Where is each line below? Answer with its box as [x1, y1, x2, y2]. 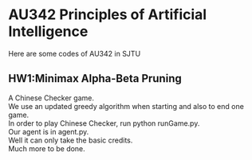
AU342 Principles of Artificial [8, 6, 207, 24]
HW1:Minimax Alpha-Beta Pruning [8, 72, 182, 85]
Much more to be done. [8, 143, 85, 153]
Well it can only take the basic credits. [8, 135, 133, 145]
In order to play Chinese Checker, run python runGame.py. [8, 118, 200, 128]
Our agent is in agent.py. [8, 127, 89, 136]
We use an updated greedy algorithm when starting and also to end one [8, 101, 245, 111]
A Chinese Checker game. [8, 93, 94, 103]
